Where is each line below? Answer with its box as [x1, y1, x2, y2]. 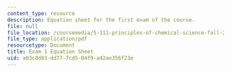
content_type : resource [7, 10, 76, 17]
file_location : [7, 29, 51, 36]
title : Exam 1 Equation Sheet [7, 49, 94, 56]
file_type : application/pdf [7, 36, 88, 43]
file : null [7, 23, 38, 29]
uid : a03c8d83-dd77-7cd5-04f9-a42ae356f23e [7, 55, 134, 62]
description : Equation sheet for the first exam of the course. [7, 16, 195, 23]
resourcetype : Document [7, 42, 76, 49]
